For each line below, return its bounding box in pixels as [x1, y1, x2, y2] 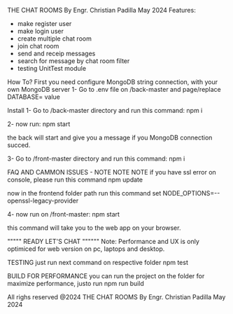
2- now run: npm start [7, 120, 71, 128]
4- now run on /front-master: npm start [7, 210, 120, 218]
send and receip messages [17, 49, 96, 57]
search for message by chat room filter [17, 57, 130, 65]
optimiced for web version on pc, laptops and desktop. [7, 245, 165, 253]
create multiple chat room [17, 34, 92, 43]
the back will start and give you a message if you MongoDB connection [7, 133, 213, 142]
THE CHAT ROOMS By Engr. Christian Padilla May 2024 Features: [7, 6, 196, 14]
